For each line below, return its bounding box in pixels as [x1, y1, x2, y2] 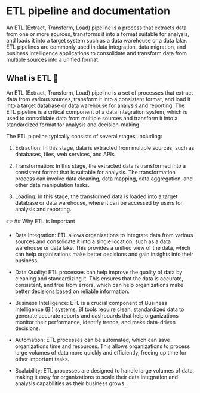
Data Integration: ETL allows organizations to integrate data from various [14, 231, 193, 238]
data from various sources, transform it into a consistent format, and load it [6, 95, 191, 102]
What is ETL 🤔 [6, 73, 59, 83]
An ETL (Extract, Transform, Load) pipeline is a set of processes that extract [6, 89, 193, 96]
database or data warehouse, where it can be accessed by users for [14, 199, 183, 206]
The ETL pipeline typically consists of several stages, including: [6, 132, 162, 140]
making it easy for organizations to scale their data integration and [14, 373, 178, 380]
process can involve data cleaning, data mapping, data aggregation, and [14, 175, 193, 182]
